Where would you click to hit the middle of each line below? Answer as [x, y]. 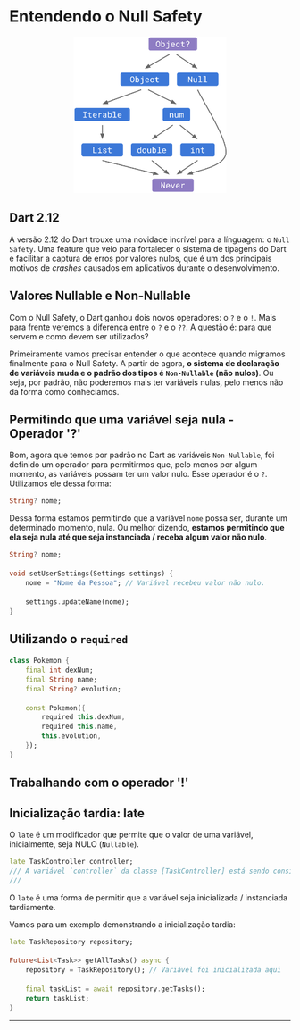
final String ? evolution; [74, 689]
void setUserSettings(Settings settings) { [92, 574]
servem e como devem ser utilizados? [79, 336]
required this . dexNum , [83, 717]
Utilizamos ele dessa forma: [60, 483]
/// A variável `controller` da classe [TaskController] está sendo [139, 871]
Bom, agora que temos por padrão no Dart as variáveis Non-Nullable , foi [142, 455]
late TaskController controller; [71, 862]
